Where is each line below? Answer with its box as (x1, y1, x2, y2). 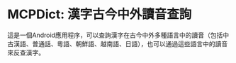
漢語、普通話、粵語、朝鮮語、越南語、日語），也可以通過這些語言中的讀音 (13, 39, 228, 48)
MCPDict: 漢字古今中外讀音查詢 (7, 6, 192, 22)
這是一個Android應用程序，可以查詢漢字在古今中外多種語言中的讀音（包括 (7, 31, 223, 39)
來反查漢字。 (7, 48, 45, 57)
